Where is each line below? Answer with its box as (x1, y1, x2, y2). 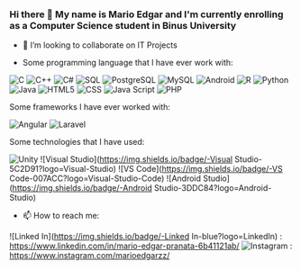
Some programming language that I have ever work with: (22, 58, 233, 68)
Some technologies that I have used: (9, 137, 145, 148)
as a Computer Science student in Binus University (9, 19, 237, 31)
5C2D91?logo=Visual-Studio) (9, 164, 117, 175)
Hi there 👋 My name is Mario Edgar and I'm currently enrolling (9, 8, 284, 21)
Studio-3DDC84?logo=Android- (154, 183, 272, 193)
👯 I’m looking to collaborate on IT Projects (22, 40, 178, 50)
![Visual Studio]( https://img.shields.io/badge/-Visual (40, 154, 233, 165)
